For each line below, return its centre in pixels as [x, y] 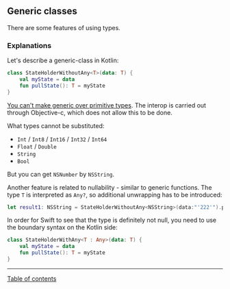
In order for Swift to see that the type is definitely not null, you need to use [112, 220]
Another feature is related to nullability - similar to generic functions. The [110, 187]
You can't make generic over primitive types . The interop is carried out [107, 105]
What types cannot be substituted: [56, 125]
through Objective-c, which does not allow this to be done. [90, 112]
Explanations [29, 45]
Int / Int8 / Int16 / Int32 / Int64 [62, 139]
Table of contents [32, 278]
